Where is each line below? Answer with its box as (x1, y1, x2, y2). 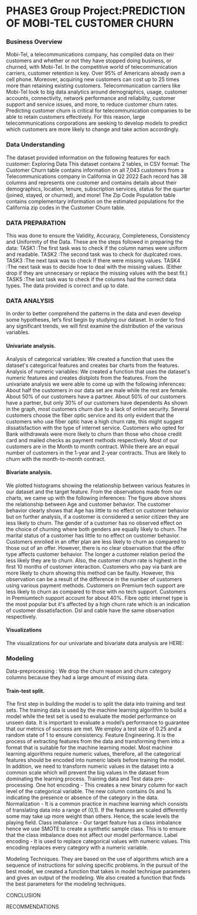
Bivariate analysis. (6, 469, 53, 476)
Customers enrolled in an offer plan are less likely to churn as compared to (6, 538, 186, 545)
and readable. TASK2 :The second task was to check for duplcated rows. (6, 251, 183, 258)
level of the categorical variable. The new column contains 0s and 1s (6, 788, 172, 795)
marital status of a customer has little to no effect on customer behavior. (6, 532, 181, 539)
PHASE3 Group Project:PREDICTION (6, 4, 186, 18)
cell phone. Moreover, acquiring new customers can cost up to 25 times (6, 76, 180, 83)
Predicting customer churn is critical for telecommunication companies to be (6, 107, 191, 114)
